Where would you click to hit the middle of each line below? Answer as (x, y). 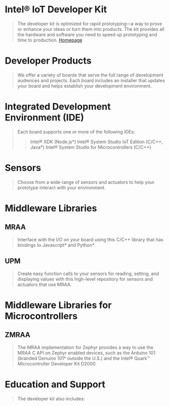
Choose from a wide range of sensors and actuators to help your (86, 182)
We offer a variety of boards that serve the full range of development (90, 75)
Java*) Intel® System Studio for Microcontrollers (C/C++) (91, 147)
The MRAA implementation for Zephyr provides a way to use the (85, 347)
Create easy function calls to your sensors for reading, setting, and (88, 274)
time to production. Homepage (50, 40)
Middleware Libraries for (58, 305)
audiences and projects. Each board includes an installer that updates (91, 80)
